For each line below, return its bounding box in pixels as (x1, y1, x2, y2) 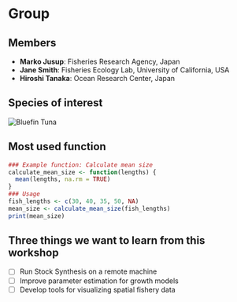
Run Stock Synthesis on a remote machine (19, 267, 157, 276)
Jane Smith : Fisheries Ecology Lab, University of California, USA (19, 65, 230, 75)
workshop (8, 246, 59, 260)
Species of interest (8, 96, 103, 110)
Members (8, 36, 57, 50)
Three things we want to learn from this (8, 234, 206, 248)
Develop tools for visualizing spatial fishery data (19, 285, 176, 294)
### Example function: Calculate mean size (8, 160, 154, 169)
